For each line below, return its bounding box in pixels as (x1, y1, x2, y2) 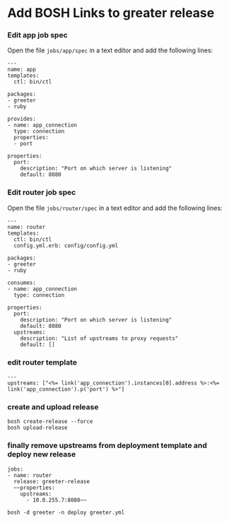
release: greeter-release (13, 478, 90, 485)
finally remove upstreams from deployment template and (7, 440, 207, 450)
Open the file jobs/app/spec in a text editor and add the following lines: (7, 46, 213, 54)
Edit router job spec (7, 187, 76, 197)
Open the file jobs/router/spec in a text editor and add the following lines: (7, 204, 223, 212)
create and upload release (7, 402, 99, 411)
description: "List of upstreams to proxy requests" (20, 334, 179, 342)
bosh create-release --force (7, 418, 93, 425)
